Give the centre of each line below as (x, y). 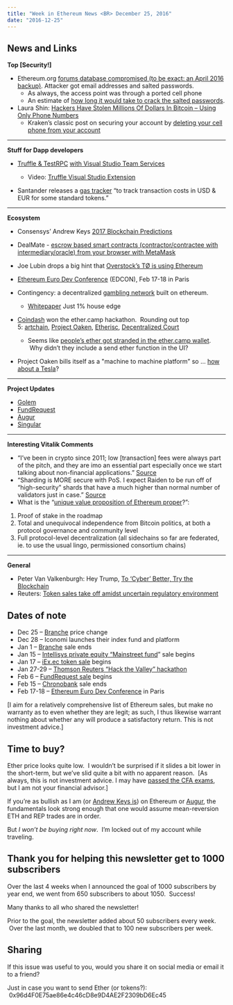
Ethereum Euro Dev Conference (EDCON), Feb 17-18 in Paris (103, 280)
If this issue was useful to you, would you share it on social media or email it (115, 967)
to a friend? (24, 974)
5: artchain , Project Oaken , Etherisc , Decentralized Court (98, 327)
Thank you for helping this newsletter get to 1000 (116, 859)
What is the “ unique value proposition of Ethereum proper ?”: (103, 502)
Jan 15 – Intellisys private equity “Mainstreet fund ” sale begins (106, 654)
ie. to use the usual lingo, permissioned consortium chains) (102, 545)
